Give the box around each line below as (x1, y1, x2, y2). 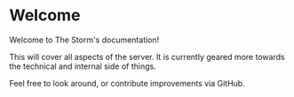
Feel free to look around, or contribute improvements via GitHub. (9, 78, 246, 88)
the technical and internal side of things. (9, 61, 157, 71)
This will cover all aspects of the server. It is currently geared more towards (9, 51, 286, 62)
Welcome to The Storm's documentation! (9, 34, 160, 45)
